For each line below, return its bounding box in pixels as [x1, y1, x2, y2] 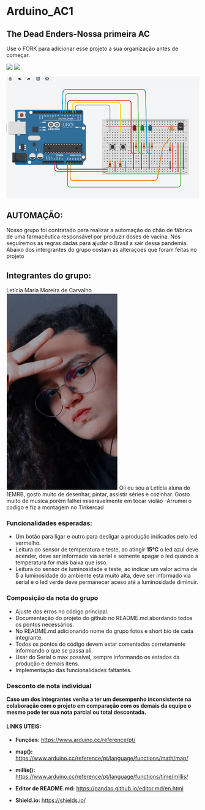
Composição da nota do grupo [6, 594, 99, 602]
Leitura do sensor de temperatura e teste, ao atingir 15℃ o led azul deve [15, 546, 199, 553]
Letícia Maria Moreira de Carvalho [6, 287, 92, 294]
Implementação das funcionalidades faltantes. [15, 666, 132, 673]
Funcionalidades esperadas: [6, 519, 93, 528]
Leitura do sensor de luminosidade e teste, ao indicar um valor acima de [15, 566, 198, 573]
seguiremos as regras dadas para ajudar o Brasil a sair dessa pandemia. [6, 240, 188, 247]
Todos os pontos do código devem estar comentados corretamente [15, 640, 186, 648]
